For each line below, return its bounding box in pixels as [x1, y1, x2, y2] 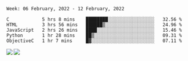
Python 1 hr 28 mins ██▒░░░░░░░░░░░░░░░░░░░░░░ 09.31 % [6, 32, 182, 38]
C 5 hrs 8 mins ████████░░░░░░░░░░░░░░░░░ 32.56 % [6, 16, 182, 23]
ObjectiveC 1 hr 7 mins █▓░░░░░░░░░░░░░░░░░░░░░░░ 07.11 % [6, 38, 182, 44]
